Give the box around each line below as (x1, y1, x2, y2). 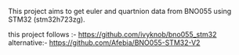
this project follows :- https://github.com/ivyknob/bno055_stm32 (8, 30, 217, 39)
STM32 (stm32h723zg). (8, 15, 85, 24)
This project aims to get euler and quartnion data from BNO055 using (8, 7, 232, 15)
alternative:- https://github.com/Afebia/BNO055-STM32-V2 (8, 38, 201, 47)
